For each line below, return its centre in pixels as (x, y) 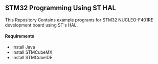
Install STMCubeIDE (32, 58)
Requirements (20, 36)
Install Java (23, 47)
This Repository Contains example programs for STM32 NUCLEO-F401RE (79, 20)
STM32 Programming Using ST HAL (61, 8)
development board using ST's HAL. (42, 25)
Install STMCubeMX (32, 52)
